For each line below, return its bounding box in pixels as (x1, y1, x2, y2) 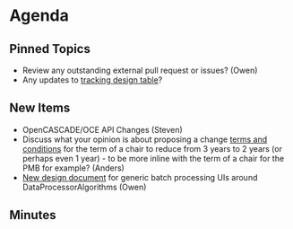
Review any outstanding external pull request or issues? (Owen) (22, 65, 258, 75)
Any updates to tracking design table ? (22, 75, 163, 85)
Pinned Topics (9, 41, 91, 57)
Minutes (9, 207, 56, 223)
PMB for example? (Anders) (22, 163, 125, 173)
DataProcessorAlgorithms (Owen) (22, 181, 147, 192)
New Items (9, 101, 71, 116)
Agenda (9, 5, 69, 26)
